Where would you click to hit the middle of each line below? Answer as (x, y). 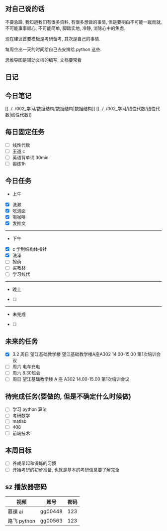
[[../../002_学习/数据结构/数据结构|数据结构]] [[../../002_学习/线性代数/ (76, 109)
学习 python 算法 (30, 409)
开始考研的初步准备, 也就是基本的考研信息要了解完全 (66, 470)
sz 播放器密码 (26, 487)
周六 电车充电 (26, 367)
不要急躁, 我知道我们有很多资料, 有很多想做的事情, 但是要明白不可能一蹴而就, (83, 22)
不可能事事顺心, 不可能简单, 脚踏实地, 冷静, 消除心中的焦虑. (65, 28)
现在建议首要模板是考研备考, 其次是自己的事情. (53, 38)
